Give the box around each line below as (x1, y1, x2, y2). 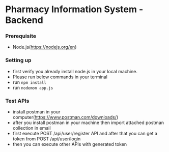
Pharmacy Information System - (5, 4, 144, 15)
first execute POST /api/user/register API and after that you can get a (12, 131, 158, 137)
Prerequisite (5, 33, 37, 40)
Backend (5, 14, 43, 26)
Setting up (5, 57, 32, 64)
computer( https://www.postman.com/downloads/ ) (12, 114, 119, 120)
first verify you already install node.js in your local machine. (12, 68, 138, 74)
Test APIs (5, 97, 30, 104)
